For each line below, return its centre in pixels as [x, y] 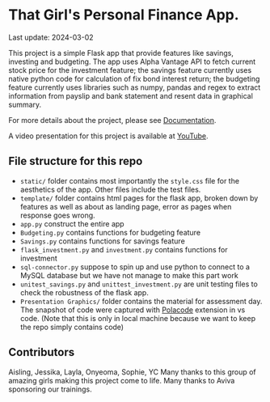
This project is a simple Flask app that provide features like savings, [121, 53]
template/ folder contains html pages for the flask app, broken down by [139, 198]
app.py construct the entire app [72, 223]
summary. [25, 104]
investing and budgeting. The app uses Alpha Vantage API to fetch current [132, 61]
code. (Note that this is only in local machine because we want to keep [138, 318]
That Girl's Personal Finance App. [124, 15]
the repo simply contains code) [72, 327]
